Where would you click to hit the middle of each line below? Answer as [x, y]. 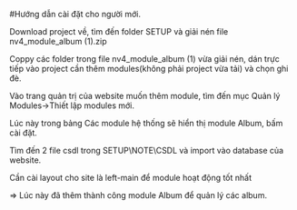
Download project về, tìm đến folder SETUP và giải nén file [119, 31]
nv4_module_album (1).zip [58, 41]
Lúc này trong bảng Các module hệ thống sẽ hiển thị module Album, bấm [146, 123]
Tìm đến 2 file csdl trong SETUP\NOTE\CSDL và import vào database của [147, 150]
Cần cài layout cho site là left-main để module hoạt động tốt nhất [131, 178]
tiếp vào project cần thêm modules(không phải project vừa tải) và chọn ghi [149, 69]
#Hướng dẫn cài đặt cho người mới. [75, 14]
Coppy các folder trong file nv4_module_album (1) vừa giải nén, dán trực [144, 59]
